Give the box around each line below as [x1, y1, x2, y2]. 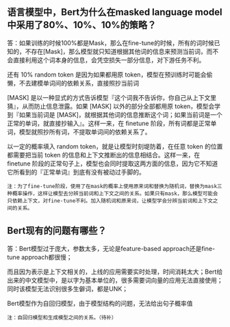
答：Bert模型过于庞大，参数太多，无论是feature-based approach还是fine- [7, 244, 216, 252]
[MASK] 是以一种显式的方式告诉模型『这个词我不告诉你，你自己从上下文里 [7, 93, 217, 101]
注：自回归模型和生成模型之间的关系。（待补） [7, 314, 117, 321]
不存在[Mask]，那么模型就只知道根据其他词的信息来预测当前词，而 [25, 47, 213, 55]
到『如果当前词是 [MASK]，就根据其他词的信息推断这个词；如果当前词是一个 [7, 110, 222, 118]
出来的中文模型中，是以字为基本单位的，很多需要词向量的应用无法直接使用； [7, 276, 223, 284]
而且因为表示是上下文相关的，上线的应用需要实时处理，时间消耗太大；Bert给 [7, 267, 223, 276]
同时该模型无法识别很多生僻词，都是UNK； [7, 285, 129, 293]
